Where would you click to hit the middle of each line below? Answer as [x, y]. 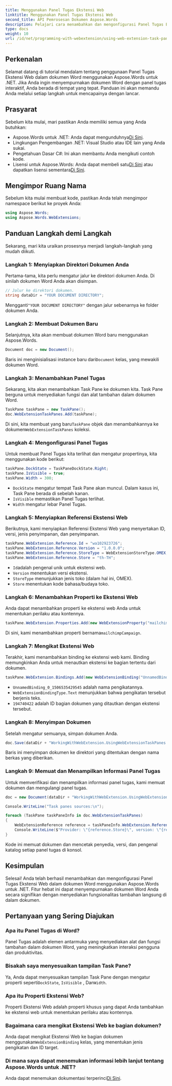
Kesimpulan [25, 866]
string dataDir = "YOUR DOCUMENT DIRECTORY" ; [55, 295]
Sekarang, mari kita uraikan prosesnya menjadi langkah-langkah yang [79, 246]
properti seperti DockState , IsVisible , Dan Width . [56, 982]
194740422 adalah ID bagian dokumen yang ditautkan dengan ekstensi [86, 703]
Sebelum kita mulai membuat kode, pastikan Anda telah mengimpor [77, 198]
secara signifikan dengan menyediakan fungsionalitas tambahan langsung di [86, 894]
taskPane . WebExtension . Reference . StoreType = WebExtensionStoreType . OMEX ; [87, 553]
